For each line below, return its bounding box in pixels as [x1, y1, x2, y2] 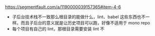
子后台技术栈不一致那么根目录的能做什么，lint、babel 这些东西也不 [12, 14, 146, 20]
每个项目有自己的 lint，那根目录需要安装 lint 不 [12, 26, 104, 32]
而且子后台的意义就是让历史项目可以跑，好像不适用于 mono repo [20, 20, 151, 25]
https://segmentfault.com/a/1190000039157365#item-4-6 [5, 4, 121, 10]
